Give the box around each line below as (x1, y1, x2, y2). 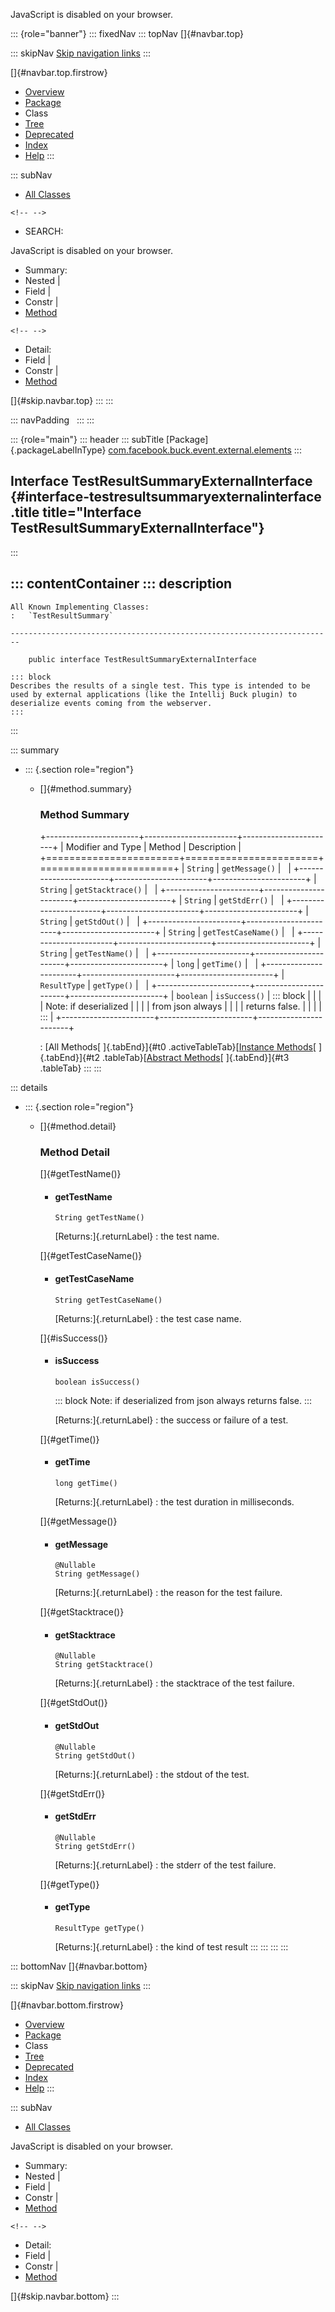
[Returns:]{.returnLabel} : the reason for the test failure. (54, 1587, 283, 1599)
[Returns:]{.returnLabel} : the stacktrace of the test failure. (54, 1677, 295, 1689)
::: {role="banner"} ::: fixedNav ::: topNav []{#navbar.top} (10, 28, 245, 39)
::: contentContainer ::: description (10, 575, 233, 593)
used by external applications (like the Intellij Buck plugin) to (10, 689, 298, 699)
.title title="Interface (10, 504, 142, 521)
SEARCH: (24, 225, 64, 237)
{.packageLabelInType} (10, 444, 107, 456)
